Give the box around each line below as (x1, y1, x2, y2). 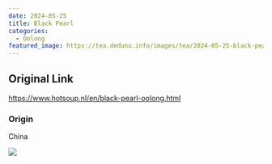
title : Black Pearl (8, 19, 74, 27)
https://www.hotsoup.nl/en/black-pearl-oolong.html (8, 93, 181, 103)
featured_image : (8, 42, 63, 50)
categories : (8, 27, 49, 35)
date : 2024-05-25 (8, 11, 67, 20)
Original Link (8, 72, 74, 86)
